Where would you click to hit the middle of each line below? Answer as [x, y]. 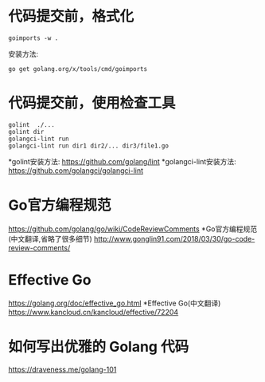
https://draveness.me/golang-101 [62, 369]
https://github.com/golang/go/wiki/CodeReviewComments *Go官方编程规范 [132, 229]
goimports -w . [33, 38]
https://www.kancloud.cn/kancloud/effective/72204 [94, 312]
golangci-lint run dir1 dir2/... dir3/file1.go [89, 146]
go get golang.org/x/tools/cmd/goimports [78, 69]
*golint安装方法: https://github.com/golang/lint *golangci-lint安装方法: [122, 161]
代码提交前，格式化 [71, 16]
